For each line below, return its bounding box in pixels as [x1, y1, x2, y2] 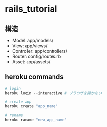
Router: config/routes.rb [12, 53, 61, 59]
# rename [5, 113, 23, 118]
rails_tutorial [5, 3, 57, 15]
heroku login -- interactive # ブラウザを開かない [5, 90, 102, 95]
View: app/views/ [12, 43, 48, 49]
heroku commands [5, 73, 64, 81]
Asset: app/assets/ [12, 59, 51, 64]
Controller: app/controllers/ [12, 48, 68, 54]
